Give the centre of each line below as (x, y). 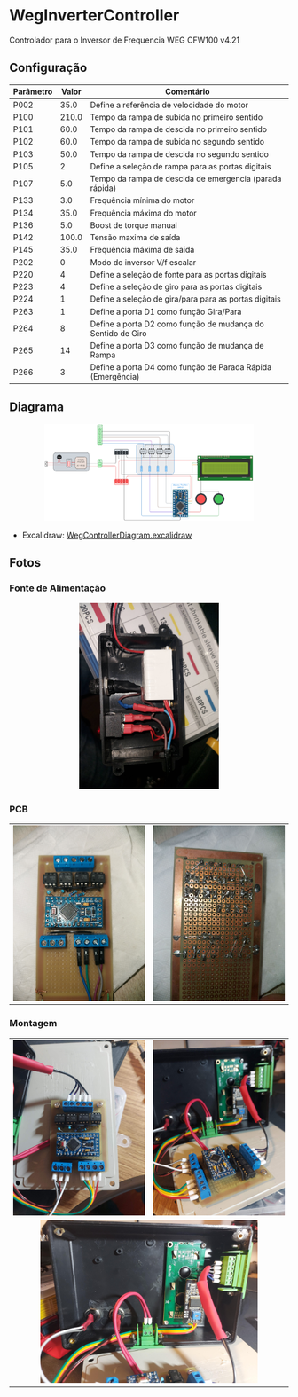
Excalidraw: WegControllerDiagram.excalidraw (107, 535)
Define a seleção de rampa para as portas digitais (180, 166)
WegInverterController (94, 16)
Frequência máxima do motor (143, 213)
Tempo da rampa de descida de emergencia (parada (186, 179)
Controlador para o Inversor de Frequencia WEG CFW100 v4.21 (125, 40)
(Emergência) (115, 377)
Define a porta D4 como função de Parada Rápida (181, 367)
